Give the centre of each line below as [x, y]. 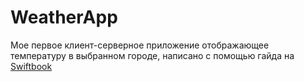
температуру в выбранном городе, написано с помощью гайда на [152, 55]
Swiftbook [31, 66]
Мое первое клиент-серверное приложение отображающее [140, 45]
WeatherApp [64, 17]
